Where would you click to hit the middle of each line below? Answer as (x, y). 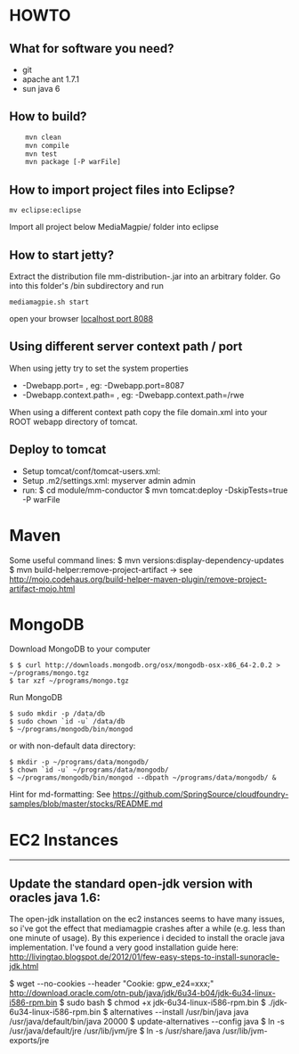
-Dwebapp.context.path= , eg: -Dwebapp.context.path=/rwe (133, 395)
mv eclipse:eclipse (45, 210)
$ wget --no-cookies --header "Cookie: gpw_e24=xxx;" (112, 984)
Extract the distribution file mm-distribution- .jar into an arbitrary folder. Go (145, 276)
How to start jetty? (62, 255)
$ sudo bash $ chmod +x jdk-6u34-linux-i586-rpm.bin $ (163, 1002)
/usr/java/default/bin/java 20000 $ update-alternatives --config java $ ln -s (147, 1022)
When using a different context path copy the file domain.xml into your (138, 412)
